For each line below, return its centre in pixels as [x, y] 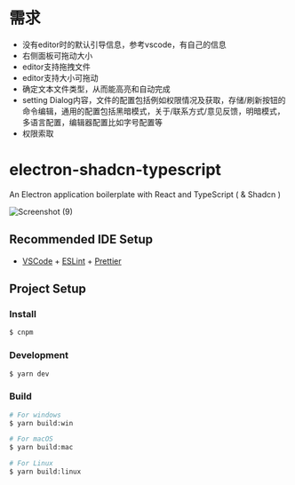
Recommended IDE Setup [81, 239]
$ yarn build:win [41, 423]
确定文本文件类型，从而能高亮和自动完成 [96, 89]
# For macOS [31, 439]
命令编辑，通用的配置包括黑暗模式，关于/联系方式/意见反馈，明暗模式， [153, 111]
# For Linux [31, 464]
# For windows [36, 415]
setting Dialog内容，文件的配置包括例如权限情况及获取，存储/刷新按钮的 [154, 99]
